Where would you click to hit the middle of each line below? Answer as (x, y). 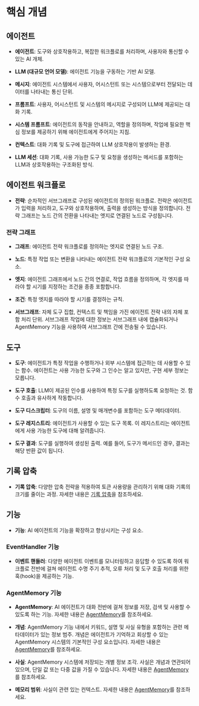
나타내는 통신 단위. (52, 92)
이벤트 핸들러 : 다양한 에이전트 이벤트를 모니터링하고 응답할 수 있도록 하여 (99, 561)
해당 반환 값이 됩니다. (39, 451)
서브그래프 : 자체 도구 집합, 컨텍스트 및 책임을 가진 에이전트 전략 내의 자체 (99, 312)
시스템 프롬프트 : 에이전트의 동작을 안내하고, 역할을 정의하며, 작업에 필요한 (99, 124)
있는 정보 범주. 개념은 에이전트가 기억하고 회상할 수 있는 (105, 635)
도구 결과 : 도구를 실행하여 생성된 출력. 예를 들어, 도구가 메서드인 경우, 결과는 (102, 443)
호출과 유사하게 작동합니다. (52, 398)
